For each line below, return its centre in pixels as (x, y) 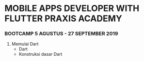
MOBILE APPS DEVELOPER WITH (72, 8)
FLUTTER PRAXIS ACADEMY (63, 18)
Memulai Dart (25, 44)
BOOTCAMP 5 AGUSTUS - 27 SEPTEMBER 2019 (61, 34)
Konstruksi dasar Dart (40, 54)
